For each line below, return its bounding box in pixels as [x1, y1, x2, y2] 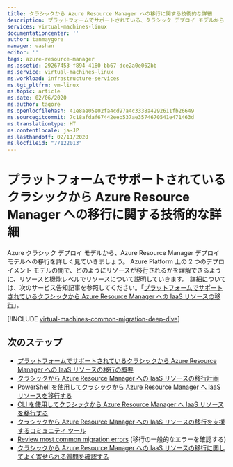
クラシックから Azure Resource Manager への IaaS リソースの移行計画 [17, 374, 219, 382]
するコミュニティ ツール [17, 426, 86, 434]
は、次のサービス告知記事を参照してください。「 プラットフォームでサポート [7, 284, 223, 292]
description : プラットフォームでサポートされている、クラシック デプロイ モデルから [7, 17, 225, 24]
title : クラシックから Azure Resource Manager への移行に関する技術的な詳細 [7, 10, 213, 17]
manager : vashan [7, 43, 54, 49]
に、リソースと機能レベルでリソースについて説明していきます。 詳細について [7, 275, 227, 283]
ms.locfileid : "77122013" [7, 140, 82, 147]
